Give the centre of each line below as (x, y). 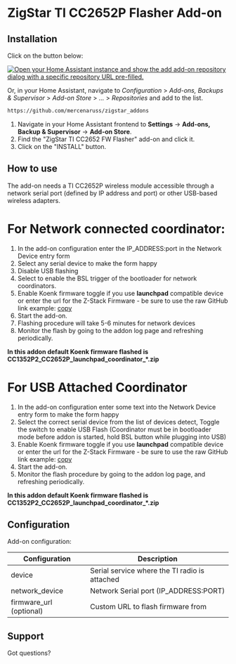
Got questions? (29, 653)
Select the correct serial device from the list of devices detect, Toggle (118, 422)
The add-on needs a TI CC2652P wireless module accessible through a (111, 185)
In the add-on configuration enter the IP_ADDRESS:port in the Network (119, 248)
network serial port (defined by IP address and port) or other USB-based (112, 193)
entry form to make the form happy (68, 414)
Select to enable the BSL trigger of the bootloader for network (107, 278)
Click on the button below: (45, 56)
